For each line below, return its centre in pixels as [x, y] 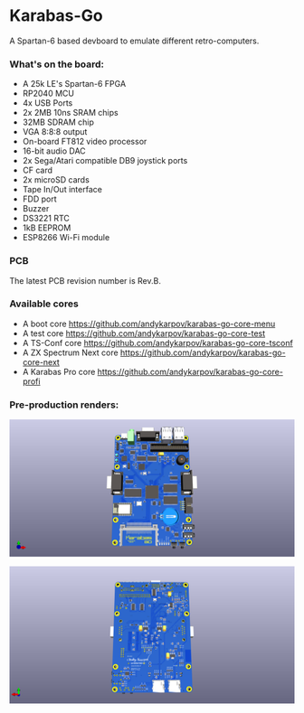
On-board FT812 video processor [85, 142]
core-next [41, 361]
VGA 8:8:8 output [55, 132]
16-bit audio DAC [54, 151]
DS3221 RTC [46, 219]
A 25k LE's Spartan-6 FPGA [74, 84]
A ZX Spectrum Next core [71, 352]
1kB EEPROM [47, 228]
